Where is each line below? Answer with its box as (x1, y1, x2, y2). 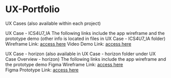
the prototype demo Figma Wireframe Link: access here (5, 61, 123, 67)
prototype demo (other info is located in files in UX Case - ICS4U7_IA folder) (5, 35, 166, 42)
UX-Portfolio (5, 4, 60, 15)
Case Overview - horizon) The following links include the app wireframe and (5, 56, 166, 62)
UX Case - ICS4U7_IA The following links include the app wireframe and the (5, 30, 165, 36)
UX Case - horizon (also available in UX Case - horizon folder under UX (5, 51, 156, 57)
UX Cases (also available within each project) (5, 20, 101, 26)
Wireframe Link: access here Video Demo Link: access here (5, 41, 132, 47)
